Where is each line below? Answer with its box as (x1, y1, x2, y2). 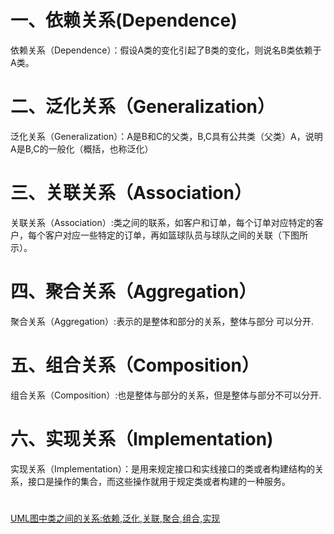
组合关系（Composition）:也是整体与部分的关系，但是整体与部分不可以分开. (10, 389, 322, 401)
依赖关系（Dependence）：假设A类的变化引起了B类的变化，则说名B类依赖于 (10, 44, 322, 56)
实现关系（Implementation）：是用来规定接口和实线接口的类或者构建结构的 (10, 462, 315, 475)
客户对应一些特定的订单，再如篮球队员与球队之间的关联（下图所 (44, 229, 308, 241)
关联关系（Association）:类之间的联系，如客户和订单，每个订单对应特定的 (10, 216, 315, 228)
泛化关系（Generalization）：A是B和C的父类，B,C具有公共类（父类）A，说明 (10, 130, 323, 142)
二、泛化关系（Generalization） (10, 96, 275, 118)
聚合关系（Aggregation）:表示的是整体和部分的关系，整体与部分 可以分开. (10, 315, 315, 327)
